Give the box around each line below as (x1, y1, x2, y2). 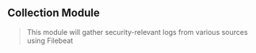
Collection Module (7, 6, 100, 20)
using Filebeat (26, 36, 74, 45)
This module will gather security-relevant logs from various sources (26, 27, 248, 36)
